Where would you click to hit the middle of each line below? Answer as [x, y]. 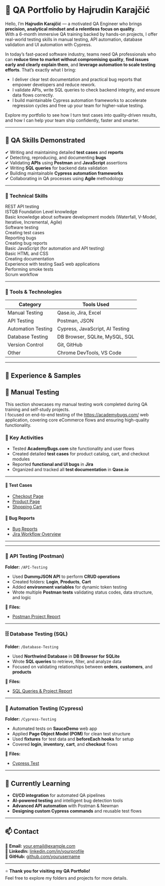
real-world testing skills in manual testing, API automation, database [74, 39]
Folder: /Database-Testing [32, 646]
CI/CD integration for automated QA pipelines [59, 795]
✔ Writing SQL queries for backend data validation [56, 168]
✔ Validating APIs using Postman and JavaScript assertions [66, 162]
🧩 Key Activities [24, 438]
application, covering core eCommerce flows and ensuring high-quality [77, 420]
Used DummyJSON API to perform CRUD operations [66, 576]
